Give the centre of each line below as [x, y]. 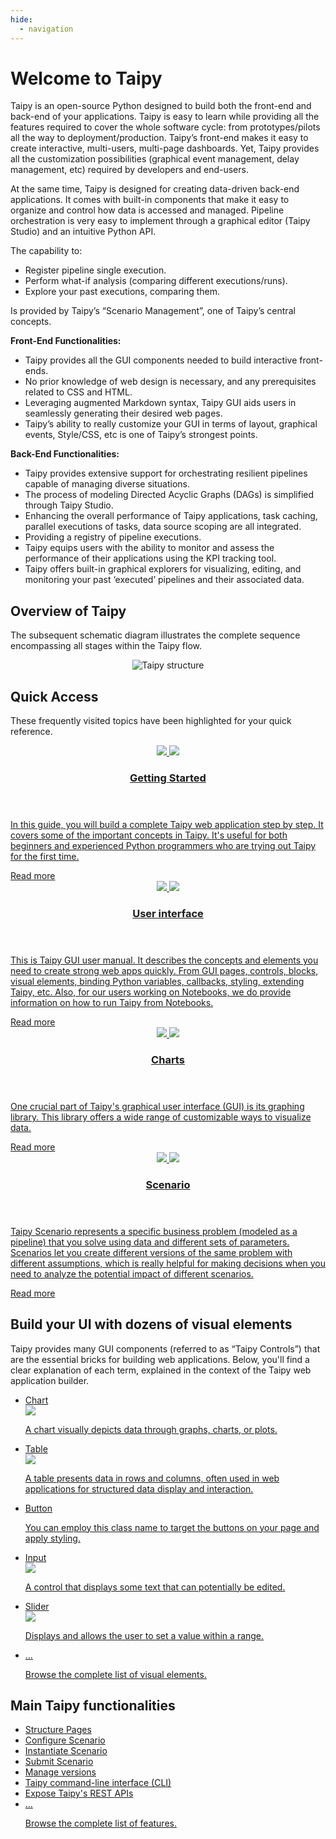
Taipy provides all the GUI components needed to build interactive [161, 360]
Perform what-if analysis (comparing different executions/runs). [156, 281]
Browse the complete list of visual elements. [115, 1674]
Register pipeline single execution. [95, 270]
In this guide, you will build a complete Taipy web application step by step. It [167, 824]
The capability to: [46, 251]
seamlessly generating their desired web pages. [123, 413]
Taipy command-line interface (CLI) [98, 1783]
